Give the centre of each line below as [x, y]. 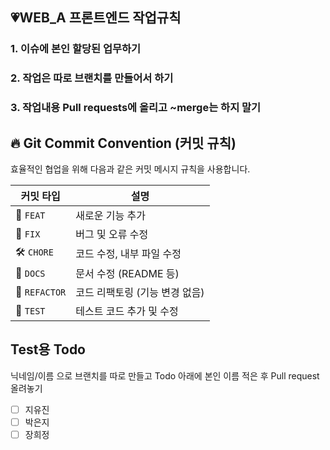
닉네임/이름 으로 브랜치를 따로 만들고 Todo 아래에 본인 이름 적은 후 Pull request [165, 375]
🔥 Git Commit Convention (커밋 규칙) [123, 143]
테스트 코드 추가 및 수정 [127, 311]
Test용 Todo [48, 349]
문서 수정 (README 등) [127, 273]
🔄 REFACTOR [41, 291]
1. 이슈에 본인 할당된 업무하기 [76, 49]
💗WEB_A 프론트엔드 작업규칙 [96, 18]
